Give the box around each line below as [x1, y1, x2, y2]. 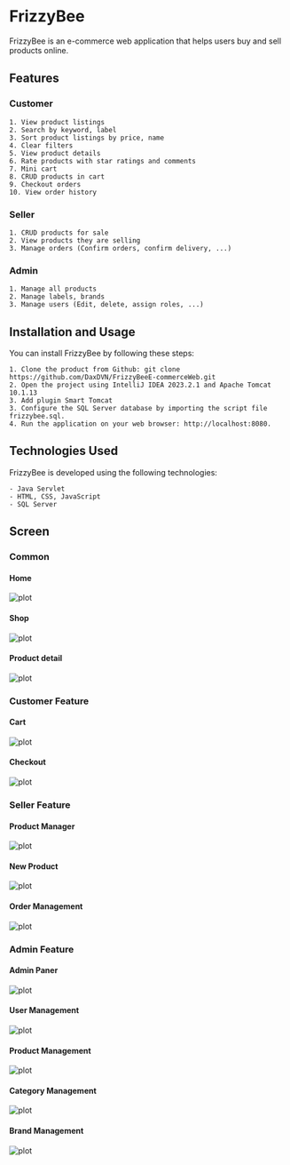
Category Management [9, 1085, 98, 1096]
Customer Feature [9, 695, 90, 707]
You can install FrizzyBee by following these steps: [9, 348, 195, 359]
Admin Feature [9, 943, 74, 955]
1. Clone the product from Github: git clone [9, 365, 180, 374]
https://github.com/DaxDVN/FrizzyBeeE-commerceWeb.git [9, 373, 216, 382]
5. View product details [9, 148, 101, 157]
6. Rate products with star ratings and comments [9, 156, 197, 165]
